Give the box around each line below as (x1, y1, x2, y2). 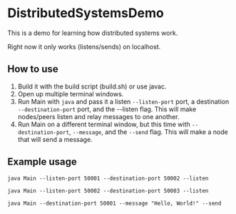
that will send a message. (17, 135, 93, 143)
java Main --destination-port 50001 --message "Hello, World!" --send (7, 200, 222, 207)
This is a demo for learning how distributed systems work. (7, 29, 178, 37)
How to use (7, 63, 58, 76)
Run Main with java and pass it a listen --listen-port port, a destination (17, 97, 230, 106)
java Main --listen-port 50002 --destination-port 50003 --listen (7, 187, 209, 194)
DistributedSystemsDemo (7, 5, 164, 21)
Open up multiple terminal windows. (17, 89, 124, 98)
